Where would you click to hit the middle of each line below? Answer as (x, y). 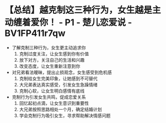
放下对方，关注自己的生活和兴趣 (52, 60)
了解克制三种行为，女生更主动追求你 (49, 47)
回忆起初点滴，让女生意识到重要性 (54, 103)
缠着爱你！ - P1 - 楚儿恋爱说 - (73, 22)
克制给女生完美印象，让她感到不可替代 (58, 78)
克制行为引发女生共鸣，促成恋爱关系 (49, 97)
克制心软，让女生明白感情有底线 (52, 91)
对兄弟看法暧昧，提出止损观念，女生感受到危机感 (62, 72)
